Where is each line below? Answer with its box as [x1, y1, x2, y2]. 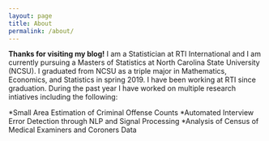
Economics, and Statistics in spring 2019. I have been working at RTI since [8, 75, 257, 85]
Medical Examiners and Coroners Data [8, 125, 137, 135]
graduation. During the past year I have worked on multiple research [8, 83, 237, 93]
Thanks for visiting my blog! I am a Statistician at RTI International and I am [8, 49, 262, 59]
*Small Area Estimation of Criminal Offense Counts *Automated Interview [8, 108, 254, 117]
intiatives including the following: [8, 92, 118, 102]
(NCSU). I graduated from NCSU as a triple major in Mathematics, [8, 66, 227, 76]
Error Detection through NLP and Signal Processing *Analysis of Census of [8, 117, 259, 126]
